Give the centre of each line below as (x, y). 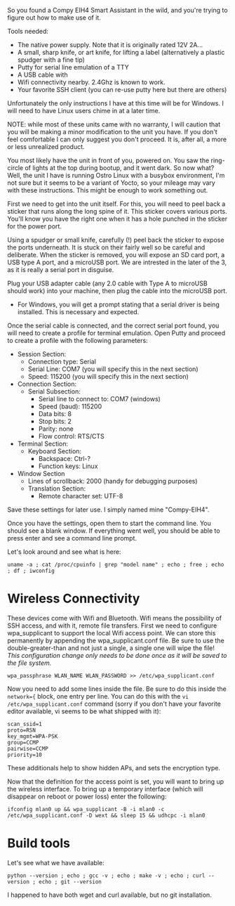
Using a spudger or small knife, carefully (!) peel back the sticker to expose (116, 240)
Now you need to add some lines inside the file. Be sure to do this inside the (117, 689)
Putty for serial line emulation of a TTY (73, 67)
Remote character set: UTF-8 (81, 496)
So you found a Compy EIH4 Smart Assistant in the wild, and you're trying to (117, 10)
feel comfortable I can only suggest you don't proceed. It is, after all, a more (117, 139)
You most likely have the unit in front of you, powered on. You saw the (108, 160)
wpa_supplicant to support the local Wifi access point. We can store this (112, 633)
